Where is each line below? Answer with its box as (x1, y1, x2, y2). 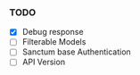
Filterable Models (21, 37, 86, 47)
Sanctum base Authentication (21, 46, 131, 57)
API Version (21, 56, 65, 68)
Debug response (21, 27, 84, 37)
